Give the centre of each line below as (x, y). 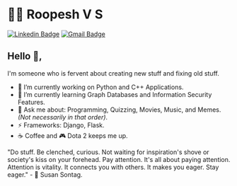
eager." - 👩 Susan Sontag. (45, 174)
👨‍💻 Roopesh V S (55, 14)
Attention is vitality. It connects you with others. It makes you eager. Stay (113, 167)
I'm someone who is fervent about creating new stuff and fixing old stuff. (113, 73)
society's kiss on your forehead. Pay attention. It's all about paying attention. (119, 159)
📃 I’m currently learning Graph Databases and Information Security (115, 94)
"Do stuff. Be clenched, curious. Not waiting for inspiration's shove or (109, 152)
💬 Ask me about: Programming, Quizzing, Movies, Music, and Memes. (119, 110)
